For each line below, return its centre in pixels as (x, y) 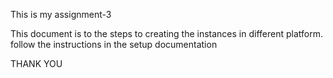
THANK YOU (36, 63)
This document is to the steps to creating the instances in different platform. (166, 33)
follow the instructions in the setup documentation (114, 44)
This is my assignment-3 (61, 14)
